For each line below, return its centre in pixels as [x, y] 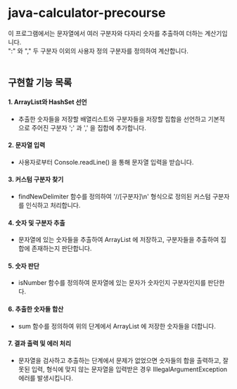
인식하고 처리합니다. [53, 205]
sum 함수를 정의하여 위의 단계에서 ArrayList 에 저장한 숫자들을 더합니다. [117, 326]
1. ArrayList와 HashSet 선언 [47, 102]
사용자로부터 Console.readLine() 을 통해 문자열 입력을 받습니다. [106, 162]
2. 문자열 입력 [27, 145]
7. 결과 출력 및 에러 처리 [40, 343]
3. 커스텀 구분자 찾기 [36, 179]
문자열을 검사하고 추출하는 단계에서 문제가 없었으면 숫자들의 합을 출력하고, [120, 360]
